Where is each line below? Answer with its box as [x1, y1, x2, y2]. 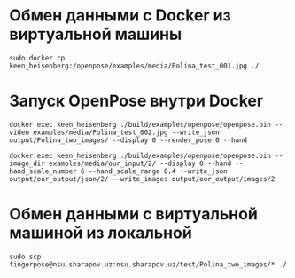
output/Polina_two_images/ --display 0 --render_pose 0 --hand [9, 135, 248, 145]
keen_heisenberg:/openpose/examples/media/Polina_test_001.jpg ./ [9, 61, 260, 70]
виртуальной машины [9, 24, 182, 44]
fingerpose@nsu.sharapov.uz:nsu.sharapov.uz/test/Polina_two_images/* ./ [9, 259, 288, 269]
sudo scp [9, 252, 42, 261]
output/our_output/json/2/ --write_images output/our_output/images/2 [9, 174, 276, 183]
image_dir [9, 159, 46, 168]
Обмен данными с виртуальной [9, 204, 259, 225]
